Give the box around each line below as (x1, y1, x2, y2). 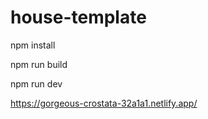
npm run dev (10, 77, 63, 90)
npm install (10, 39, 56, 51)
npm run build (10, 58, 68, 70)
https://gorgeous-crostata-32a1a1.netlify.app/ (10, 97, 198, 109)
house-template (10, 6, 147, 29)
